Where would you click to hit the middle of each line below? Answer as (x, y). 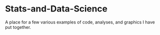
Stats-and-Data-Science (56, 9)
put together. (18, 27)
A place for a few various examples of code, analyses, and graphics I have (80, 22)
